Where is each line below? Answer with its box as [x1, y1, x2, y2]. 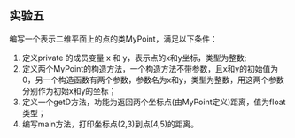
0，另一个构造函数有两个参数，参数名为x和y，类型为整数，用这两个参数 [21, 74, 285, 85]
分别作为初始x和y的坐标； [21, 85, 117, 96]
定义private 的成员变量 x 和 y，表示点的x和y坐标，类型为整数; [21, 52, 247, 63]
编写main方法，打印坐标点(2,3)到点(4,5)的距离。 [21, 119, 199, 129]
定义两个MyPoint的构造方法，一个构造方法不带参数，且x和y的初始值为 [21, 63, 279, 73]
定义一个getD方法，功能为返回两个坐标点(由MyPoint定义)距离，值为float [21, 96, 286, 107]
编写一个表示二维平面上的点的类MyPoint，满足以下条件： [9, 34, 219, 44]
